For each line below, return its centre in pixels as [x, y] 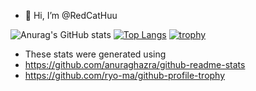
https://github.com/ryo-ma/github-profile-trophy [125, 75]
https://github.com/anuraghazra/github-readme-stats [135, 64]
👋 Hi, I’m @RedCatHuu [71, 15]
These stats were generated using [95, 54]
